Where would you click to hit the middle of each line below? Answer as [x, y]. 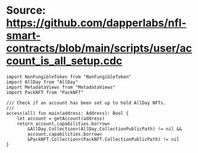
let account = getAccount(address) [61, 118]
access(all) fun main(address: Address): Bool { [67, 113]
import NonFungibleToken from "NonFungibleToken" [69, 77]
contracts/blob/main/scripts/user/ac [99, 49]
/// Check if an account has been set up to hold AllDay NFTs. [86, 103]
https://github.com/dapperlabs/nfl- [96, 23]
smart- [23, 36]
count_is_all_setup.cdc [65, 61]
